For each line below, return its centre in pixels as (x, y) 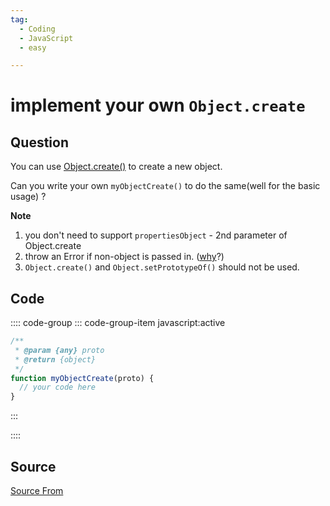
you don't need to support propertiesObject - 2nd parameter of (156, 235)
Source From (37, 490)
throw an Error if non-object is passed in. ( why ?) (124, 257)
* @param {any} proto (59, 350)
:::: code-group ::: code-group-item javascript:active (118, 323)
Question (39, 142)
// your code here (58, 387)
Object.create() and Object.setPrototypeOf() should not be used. (162, 267)
